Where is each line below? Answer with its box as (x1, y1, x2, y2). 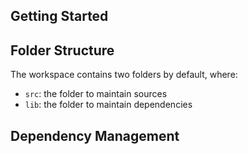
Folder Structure (10, 42, 115, 59)
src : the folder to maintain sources (24, 88, 168, 100)
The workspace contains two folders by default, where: (10, 69, 238, 81)
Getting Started (10, 8, 109, 25)
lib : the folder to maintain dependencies (24, 99, 193, 111)
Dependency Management (10, 127, 180, 144)
